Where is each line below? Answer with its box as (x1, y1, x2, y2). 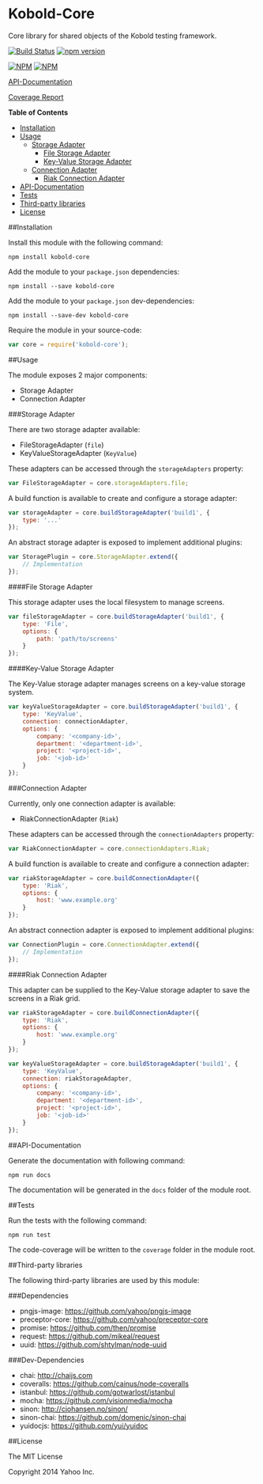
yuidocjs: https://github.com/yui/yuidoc (19, 1421, 148, 1430)
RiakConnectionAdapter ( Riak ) (19, 814, 119, 823)
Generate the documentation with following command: (8, 1156, 186, 1165)
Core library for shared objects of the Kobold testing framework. (8, 31, 217, 40)
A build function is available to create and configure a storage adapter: (8, 493, 238, 503)
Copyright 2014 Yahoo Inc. (8, 1467, 95, 1476)
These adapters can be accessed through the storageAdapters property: (8, 464, 244, 473)
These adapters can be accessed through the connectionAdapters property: (8, 829, 254, 839)
